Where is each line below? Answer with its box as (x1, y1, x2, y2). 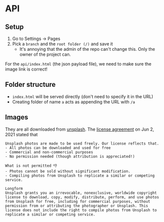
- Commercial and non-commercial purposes (5, 149, 93, 154)
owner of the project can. (19, 51, 71, 57)
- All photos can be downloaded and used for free (5, 145, 111, 150)
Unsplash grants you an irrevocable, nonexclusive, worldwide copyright (5, 190, 157, 195)
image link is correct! (5, 66, 48, 72)
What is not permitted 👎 (5, 163, 57, 168)
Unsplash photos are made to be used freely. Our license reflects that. (5, 141, 160, 146)
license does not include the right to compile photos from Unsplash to (5, 208, 157, 213)
